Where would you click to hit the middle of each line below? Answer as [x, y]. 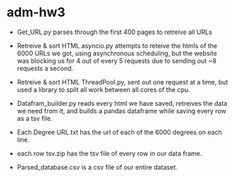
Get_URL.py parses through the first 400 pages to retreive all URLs [114, 32]
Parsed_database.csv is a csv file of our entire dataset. [97, 167]
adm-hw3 [36, 12]
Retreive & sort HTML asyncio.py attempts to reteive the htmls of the [117, 45]
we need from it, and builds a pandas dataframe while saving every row [121, 111]
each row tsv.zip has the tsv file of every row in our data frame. [109, 153]
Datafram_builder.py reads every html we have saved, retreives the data [122, 103]
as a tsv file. [34, 118]
